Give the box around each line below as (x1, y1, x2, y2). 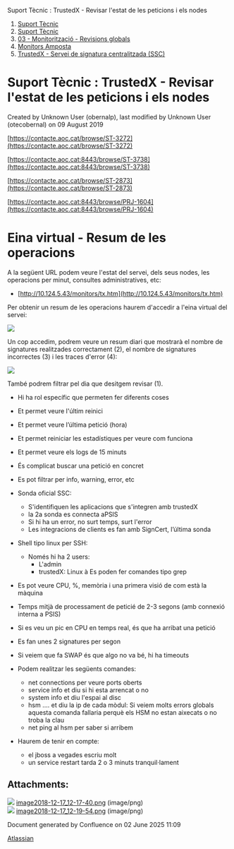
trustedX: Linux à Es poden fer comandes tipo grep (38, 567, 187, 576)
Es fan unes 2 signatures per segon (17, 637, 121, 646)
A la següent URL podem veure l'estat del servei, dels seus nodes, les (7, 268, 210, 276)
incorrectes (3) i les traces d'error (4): (7, 352, 118, 361)
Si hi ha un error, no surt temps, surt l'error (27, 517, 153, 526)
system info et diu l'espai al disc (27, 693, 122, 701)
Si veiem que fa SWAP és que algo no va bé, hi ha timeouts (17, 651, 189, 659)
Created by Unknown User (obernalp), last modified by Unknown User (7, 112, 211, 121)
